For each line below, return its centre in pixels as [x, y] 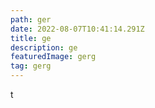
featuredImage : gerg [53, 57]
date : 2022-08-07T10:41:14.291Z [77, 29]
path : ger [31, 19]
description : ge [44, 47]
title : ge [31, 38]
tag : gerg [31, 66]
